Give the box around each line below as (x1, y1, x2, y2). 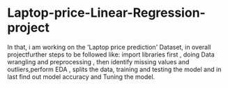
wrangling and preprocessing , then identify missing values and (7, 57, 190, 66)
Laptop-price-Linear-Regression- (7, 5, 206, 21)
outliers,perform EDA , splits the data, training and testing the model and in (7, 65, 222, 73)
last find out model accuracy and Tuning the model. (7, 72, 155, 81)
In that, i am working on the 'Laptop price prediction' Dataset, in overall (7, 43, 211, 51)
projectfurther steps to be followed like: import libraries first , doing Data (7, 50, 215, 59)
